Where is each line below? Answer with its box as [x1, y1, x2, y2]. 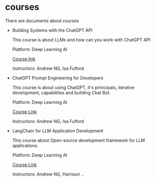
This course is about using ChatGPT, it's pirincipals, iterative [12, 84, 135, 90]
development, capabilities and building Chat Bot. [12, 90, 111, 95]
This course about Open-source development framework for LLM [12, 137, 145, 143]
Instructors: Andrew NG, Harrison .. [12, 171, 84, 177]
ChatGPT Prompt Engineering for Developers [12, 75, 103, 81]
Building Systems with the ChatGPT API [12, 27, 93, 33]
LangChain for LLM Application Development [12, 127, 103, 134]
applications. [12, 142, 38, 149]
